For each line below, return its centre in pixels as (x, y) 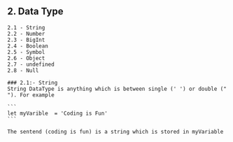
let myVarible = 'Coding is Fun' (58, 113)
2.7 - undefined (31, 64)
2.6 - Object (26, 58)
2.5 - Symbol (26, 52)
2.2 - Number (26, 34)
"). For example (31, 95)
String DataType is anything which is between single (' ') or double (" (117, 89)
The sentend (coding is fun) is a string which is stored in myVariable (115, 132)
